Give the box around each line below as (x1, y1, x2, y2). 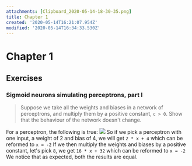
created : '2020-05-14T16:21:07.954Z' (6, 19, 98, 25)
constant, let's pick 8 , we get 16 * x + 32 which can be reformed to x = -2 (6, 147, 186, 154)
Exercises (6, 73, 43, 83)
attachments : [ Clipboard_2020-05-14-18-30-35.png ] (6, 8, 132, 15)
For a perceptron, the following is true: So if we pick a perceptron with (6, 129, 182, 136)
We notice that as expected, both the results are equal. (6, 153, 138, 161)
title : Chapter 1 (6, 14, 48, 20)
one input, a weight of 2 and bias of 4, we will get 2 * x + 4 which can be (6, 135, 183, 142)
